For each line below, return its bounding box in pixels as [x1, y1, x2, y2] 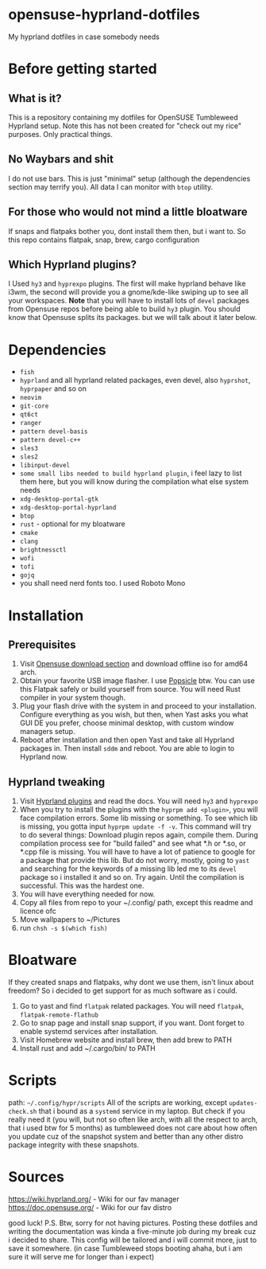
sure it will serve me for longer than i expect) [8, 1251, 155, 1261]
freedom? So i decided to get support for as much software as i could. [8, 986, 238, 996]
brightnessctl [19, 546, 67, 554]
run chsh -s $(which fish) [19, 923, 108, 933]
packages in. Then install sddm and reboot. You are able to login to [19, 744, 235, 753]
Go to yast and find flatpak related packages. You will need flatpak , [19, 1002, 245, 1011]
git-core [19, 402, 49, 411]
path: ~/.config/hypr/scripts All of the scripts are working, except [8, 1098, 228, 1107]
